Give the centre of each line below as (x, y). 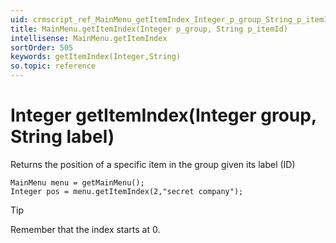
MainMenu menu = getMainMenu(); (77, 182)
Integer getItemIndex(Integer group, (163, 115)
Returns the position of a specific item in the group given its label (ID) (153, 164)
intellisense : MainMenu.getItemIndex (89, 38)
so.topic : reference (53, 66)
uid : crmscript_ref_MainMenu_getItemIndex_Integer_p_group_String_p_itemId (171, 19)
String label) (62, 137)
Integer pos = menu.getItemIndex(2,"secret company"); (127, 191)
